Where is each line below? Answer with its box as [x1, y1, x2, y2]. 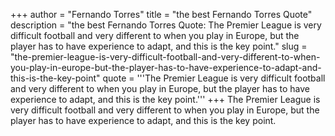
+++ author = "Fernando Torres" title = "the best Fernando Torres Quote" [10, 9, 313, 20]
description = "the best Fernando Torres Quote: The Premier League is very [10, 19, 322, 31]
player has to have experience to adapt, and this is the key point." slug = [10, 40, 308, 52]
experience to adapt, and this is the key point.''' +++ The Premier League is [10, 94, 321, 105]
